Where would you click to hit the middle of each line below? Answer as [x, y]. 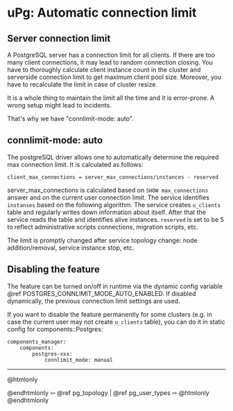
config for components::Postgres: [55, 329]
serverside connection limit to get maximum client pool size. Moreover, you [114, 77]
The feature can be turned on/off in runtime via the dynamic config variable [115, 286]
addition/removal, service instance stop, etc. [71, 247]
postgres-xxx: [52, 354]
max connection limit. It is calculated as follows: [75, 164]
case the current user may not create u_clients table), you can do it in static [116, 322]
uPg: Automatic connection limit [102, 13]
